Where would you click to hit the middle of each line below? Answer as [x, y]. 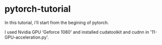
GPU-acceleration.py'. [27, 37]
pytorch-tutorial [38, 9]
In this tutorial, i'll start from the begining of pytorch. [57, 22]
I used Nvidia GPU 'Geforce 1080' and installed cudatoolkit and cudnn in [77, 32]
